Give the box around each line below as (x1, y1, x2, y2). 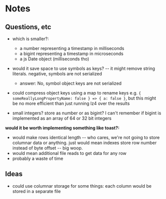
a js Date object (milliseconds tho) (19, 56, 89, 62)
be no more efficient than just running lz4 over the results (12, 100, 130, 106)
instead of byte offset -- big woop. (12, 145, 83, 151)
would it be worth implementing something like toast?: (5, 125, 120, 131)
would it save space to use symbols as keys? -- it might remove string (12, 65, 155, 71)
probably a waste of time (12, 155, 63, 161)
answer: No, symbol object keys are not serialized (19, 80, 122, 86)
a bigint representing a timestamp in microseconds (19, 50, 124, 56)
